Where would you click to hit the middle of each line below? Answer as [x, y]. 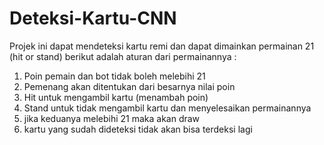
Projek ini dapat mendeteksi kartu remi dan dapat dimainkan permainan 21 [162, 46]
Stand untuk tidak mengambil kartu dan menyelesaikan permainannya [167, 108]
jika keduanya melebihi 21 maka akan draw [112, 118]
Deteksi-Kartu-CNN [93, 18]
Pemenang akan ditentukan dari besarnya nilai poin [129, 86]
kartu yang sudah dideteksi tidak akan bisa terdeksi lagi [138, 129]
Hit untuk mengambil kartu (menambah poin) [116, 97]
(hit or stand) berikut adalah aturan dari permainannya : [123, 56]
